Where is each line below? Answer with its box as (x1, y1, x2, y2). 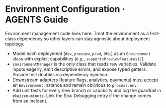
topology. (5, 41, 25, 47)
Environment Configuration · (5, 3, 125, 15)
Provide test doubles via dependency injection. (12, 71, 109, 77)
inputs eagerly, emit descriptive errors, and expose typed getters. (12, 66, 147, 72)
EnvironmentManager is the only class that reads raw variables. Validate (12, 61, 157, 67)
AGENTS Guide (5, 14, 69, 25)
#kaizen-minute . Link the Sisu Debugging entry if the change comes (12, 93, 152, 99)
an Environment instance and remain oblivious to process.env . (12, 82, 138, 88)
